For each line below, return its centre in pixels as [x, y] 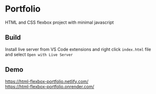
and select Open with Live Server [39, 54]
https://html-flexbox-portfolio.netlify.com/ [47, 81]
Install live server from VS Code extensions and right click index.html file [78, 49]
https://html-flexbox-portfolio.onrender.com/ [50, 86]
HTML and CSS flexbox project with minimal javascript [60, 22]
